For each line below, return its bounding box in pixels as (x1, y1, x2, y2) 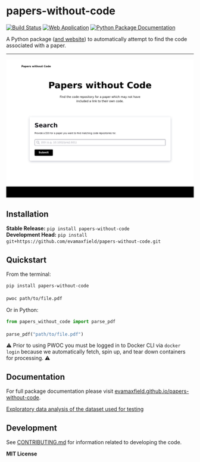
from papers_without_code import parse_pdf (6, 318, 116, 324)
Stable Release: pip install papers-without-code (6, 225, 130, 232)
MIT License (6, 450, 37, 457)
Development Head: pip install (6, 231, 87, 238)
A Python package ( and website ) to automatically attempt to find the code (6, 35, 187, 42)
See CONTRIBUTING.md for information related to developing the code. (6, 439, 182, 446)
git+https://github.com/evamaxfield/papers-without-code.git (6, 238, 161, 245)
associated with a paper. (6, 42, 67, 49)
